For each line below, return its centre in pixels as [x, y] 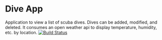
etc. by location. [21, 32]
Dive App [24, 9]
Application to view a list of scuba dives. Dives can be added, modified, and [81, 22]
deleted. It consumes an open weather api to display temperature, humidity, [81, 27]
